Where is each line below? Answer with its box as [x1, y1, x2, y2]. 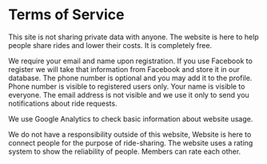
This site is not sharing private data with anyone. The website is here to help [8, 32, 259, 42]
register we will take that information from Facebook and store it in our [8, 64, 240, 74]
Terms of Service [8, 6, 125, 24]
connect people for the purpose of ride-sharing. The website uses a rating [8, 138, 253, 147]
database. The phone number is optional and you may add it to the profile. [8, 73, 253, 82]
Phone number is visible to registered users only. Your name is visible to [8, 82, 245, 91]
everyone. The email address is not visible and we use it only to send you [8, 90, 249, 99]
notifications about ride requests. [8, 98, 118, 108]
